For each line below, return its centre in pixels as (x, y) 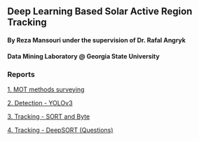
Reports (21, 74)
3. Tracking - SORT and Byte (49, 116)
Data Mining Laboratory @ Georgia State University (83, 56)
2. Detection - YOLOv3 (40, 103)
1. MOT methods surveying (46, 89)
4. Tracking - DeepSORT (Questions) (60, 130)
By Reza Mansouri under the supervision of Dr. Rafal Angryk (96, 40)
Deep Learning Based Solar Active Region (100, 12)
